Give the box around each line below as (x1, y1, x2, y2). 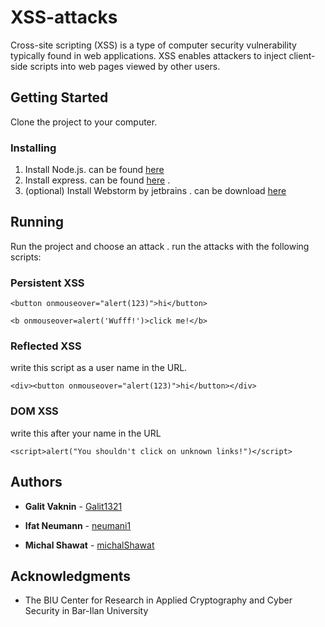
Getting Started (10, 89, 109, 106)
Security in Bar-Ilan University (24, 605, 149, 617)
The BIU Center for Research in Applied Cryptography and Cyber (24, 594, 293, 606)
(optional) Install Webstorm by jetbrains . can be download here (24, 185, 287, 197)
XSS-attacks (10, 6, 118, 29)
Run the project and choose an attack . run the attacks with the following (10, 240, 310, 252)
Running (10, 214, 65, 231)
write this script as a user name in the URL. (10, 362, 188, 374)
